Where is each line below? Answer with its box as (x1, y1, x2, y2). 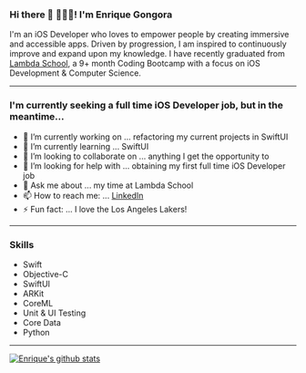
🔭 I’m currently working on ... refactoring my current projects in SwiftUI (22, 131, 289, 142)
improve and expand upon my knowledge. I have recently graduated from (9, 48, 285, 59)
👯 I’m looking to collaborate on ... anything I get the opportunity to (22, 150, 270, 161)
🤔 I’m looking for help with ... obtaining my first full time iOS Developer (22, 160, 286, 171)
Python (22, 326, 50, 337)
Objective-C (22, 268, 69, 279)
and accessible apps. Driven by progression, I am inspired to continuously (9, 38, 287, 49)
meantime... (9, 110, 66, 123)
